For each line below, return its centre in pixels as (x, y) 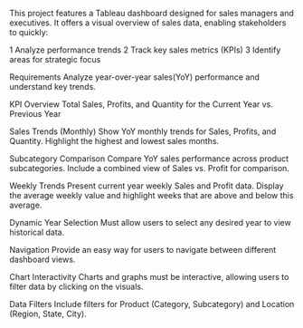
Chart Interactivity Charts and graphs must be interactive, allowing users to (149, 277)
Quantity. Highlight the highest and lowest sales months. (114, 141)
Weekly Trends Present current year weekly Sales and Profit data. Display (147, 186)
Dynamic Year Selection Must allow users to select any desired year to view (150, 222)
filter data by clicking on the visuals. (76, 286)
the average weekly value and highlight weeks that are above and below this (151, 195)
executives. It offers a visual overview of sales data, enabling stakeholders (148, 23)
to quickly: (29, 32)
